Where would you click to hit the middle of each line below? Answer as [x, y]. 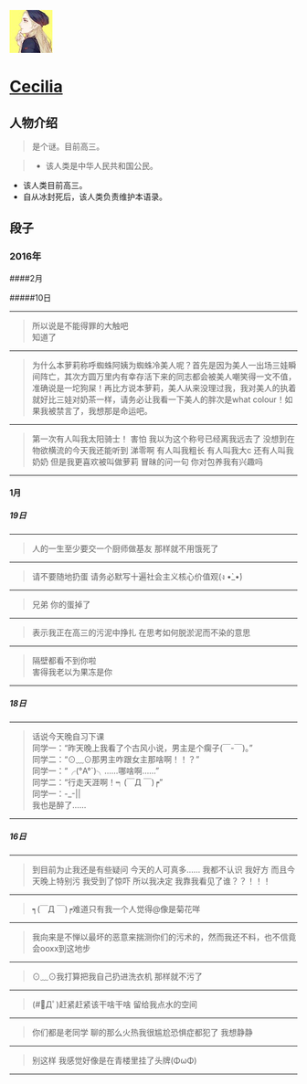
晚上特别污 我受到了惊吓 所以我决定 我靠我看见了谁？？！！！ [155, 881]
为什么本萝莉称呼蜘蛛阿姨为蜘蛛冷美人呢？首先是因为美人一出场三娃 [160, 365]
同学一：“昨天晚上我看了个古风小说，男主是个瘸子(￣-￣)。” [142, 748]
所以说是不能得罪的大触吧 [80, 325]
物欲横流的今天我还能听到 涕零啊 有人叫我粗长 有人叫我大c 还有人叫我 [163, 450]
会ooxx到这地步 [61, 949]
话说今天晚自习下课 [68, 737]
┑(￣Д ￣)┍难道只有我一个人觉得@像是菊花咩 [116, 909]
